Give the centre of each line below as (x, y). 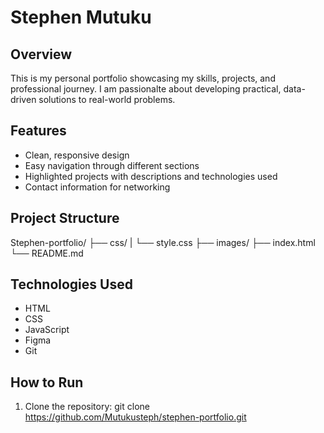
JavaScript (47, 330)
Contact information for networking (97, 187)
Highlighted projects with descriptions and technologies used (151, 176)
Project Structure (65, 218)
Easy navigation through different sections (112, 165)
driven (23, 99)
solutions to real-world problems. (107, 99)
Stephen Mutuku (81, 17)
